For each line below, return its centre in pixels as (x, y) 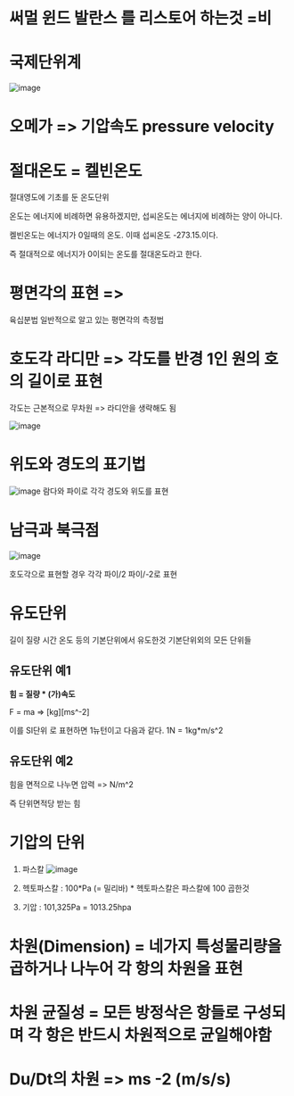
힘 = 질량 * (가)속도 (42, 693)
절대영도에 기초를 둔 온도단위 (59, 197)
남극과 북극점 (54, 531)
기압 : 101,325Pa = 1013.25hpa (77, 907)
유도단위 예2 (41, 761)
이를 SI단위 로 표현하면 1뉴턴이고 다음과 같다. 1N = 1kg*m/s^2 (116, 730)
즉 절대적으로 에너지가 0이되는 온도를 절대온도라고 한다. (106, 254)
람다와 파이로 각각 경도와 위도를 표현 (106, 491)
